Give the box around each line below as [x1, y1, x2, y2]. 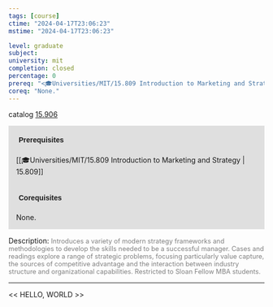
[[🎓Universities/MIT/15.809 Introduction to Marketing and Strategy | [15, 155, 245, 165]
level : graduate [8, 41, 63, 50]
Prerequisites [19, 135, 64, 145]
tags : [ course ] [8, 11, 60, 20]
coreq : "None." [8, 87, 60, 95]
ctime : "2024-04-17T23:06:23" [8, 19, 111, 28]
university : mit [8, 57, 63, 65]
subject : [8, 50, 38, 58]
